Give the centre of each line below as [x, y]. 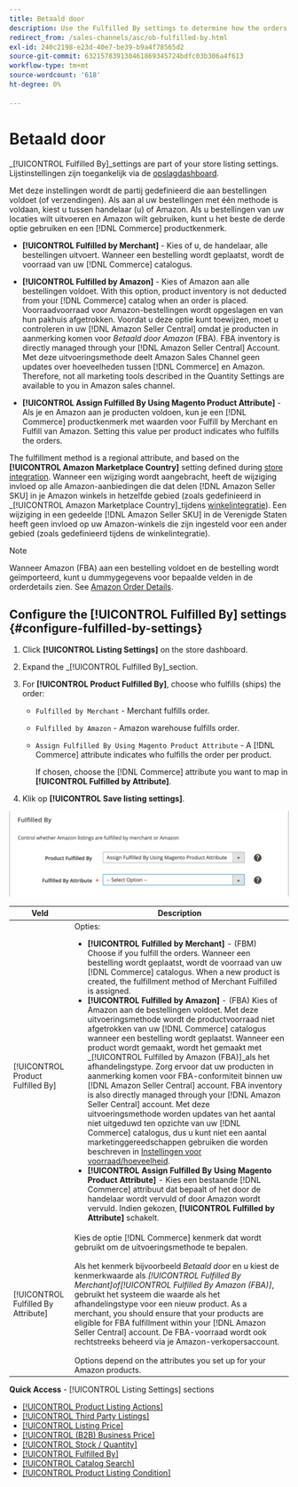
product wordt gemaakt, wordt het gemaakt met [175, 1047]
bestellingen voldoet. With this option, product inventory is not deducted [154, 291]
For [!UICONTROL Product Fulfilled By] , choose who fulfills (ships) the [152, 684]
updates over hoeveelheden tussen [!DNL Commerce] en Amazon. [143, 366]
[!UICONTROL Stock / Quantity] [79, 1444]
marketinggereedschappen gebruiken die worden [178, 1142]
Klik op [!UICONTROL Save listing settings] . [103, 799]
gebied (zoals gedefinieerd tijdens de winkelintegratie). [110, 533]
